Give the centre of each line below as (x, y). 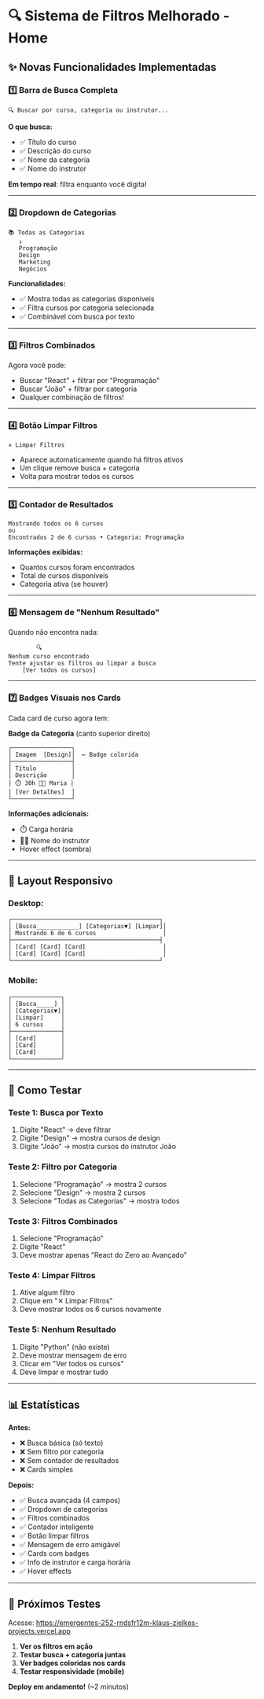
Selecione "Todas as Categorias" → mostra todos (99, 1200)
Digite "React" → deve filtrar (65, 1130)
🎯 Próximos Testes (54, 1603)
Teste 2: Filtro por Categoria (63, 1167)
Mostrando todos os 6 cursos (56, 524)
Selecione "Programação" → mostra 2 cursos (93, 1184)
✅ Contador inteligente (57, 1527)
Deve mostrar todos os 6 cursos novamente (90, 1309)
